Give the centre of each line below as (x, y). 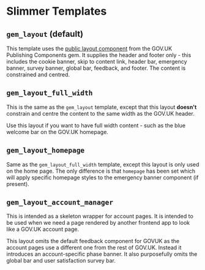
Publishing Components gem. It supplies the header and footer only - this (99, 55)
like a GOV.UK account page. (43, 229)
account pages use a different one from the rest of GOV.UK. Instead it (94, 248)
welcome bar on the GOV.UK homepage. (58, 132)
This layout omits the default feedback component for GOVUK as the (93, 241)
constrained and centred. (38, 74)
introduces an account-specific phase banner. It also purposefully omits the (102, 254)
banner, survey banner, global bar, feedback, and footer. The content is (96, 68)
